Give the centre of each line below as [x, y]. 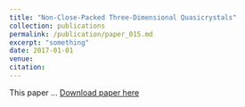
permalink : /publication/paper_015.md [81, 34]
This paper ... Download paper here [74, 92]
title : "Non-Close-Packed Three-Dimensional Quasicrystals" [123, 17]
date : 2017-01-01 [41, 51]
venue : [21, 59]
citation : [28, 68]
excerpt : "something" [49, 42]
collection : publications [57, 26]
